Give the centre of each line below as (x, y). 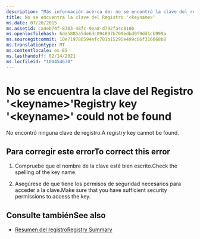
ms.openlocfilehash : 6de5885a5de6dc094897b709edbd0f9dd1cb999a (86, 34)
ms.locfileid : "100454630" (40, 61)
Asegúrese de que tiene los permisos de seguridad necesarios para (98, 184)
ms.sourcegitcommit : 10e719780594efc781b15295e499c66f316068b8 (86, 39)
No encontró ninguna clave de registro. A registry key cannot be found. (93, 133)
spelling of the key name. (46, 172)
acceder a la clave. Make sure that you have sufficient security (91, 190)
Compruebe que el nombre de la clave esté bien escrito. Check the (96, 166)
